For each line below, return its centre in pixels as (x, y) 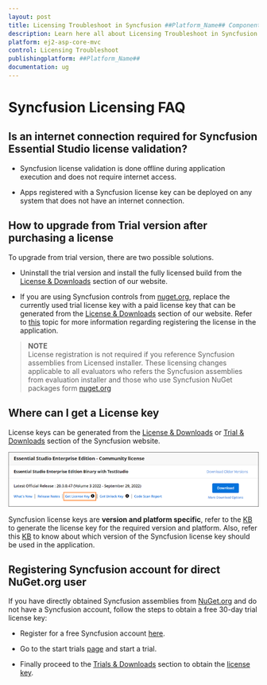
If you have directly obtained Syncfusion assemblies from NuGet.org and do (132, 601)
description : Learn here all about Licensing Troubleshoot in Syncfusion (133, 33)
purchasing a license (61, 238)
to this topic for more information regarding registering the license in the (138, 321)
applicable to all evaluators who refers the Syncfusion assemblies (135, 371)
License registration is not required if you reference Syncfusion (131, 354)
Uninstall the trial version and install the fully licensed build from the (131, 272)
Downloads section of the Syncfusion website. (84, 441)
